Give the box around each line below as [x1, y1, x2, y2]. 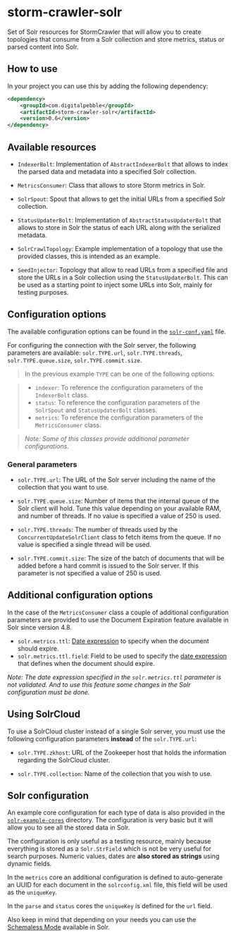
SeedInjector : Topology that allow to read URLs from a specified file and [17, 265, 228, 274]
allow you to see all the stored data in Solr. [7, 823, 130, 832]
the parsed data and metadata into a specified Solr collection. [17, 167, 197, 176]
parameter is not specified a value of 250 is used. [17, 569, 162, 578]
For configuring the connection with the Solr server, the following [7, 341, 197, 349]
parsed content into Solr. [7, 42, 79, 51]
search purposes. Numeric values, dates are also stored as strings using [7, 852, 220, 860]
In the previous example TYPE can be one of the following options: [24, 370, 215, 378]
